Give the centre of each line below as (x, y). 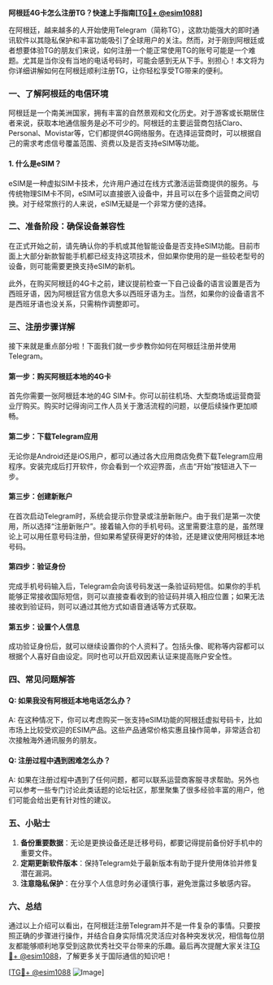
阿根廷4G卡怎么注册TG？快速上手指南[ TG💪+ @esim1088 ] (106, 13)
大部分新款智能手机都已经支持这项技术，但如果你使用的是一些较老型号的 (143, 256)
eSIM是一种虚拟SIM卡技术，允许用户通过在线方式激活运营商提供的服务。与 (134, 183)
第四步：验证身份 (37, 566)
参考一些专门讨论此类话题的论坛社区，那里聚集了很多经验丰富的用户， (140, 790)
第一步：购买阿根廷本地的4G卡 (60, 376)
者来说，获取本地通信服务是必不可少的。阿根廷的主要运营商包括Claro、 (128, 123)
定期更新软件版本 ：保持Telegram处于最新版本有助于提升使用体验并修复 (139, 863)
